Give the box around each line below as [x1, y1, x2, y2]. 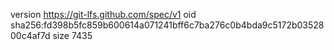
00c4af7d [10, 30, 51, 41]
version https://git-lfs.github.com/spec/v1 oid [10, 9, 197, 20]
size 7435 [52, 30, 93, 41]
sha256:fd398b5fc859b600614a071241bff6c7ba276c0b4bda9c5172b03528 [10, 19, 325, 31]
